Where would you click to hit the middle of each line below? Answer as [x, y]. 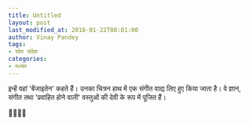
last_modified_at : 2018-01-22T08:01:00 [73, 30]
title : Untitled [35, 15]
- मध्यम [18, 66]
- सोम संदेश [23, 52]
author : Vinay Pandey [44, 37]
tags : [17, 45]
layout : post [29, 23]
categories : [27, 59]
